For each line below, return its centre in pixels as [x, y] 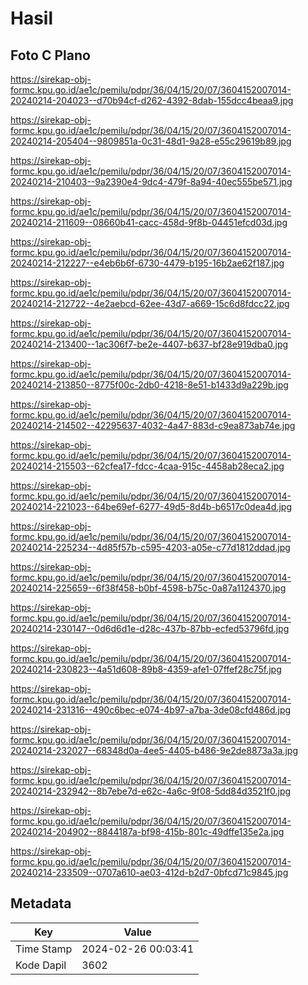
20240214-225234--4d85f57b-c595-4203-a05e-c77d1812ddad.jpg [150, 547]
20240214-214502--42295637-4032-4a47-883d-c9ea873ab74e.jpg [153, 425]
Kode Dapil [41, 965]
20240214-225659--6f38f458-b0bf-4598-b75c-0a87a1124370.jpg [148, 588]
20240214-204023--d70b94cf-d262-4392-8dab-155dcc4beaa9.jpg [152, 100]
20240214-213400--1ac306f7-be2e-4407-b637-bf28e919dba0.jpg [149, 344]
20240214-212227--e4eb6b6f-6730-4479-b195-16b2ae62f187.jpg [147, 263]
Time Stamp [44, 949]
